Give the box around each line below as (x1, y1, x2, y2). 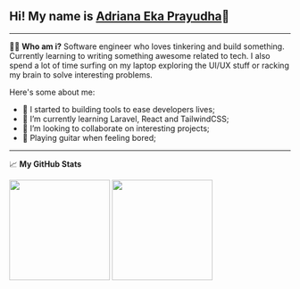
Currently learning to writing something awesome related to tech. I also (9, 50, 271, 61)
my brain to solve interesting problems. (9, 69, 154, 80)
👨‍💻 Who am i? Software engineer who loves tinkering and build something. (9, 41, 285, 52)
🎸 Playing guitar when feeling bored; (21, 132, 156, 143)
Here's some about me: (9, 87, 96, 97)
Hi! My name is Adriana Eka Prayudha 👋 (9, 9, 230, 24)
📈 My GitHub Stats (9, 158, 82, 169)
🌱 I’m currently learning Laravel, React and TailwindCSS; (21, 113, 229, 124)
